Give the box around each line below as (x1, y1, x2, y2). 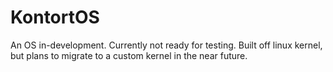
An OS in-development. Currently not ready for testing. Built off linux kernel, (10, 39, 323, 51)
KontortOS (10, 6, 100, 29)
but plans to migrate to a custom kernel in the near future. (10, 49, 248, 61)
